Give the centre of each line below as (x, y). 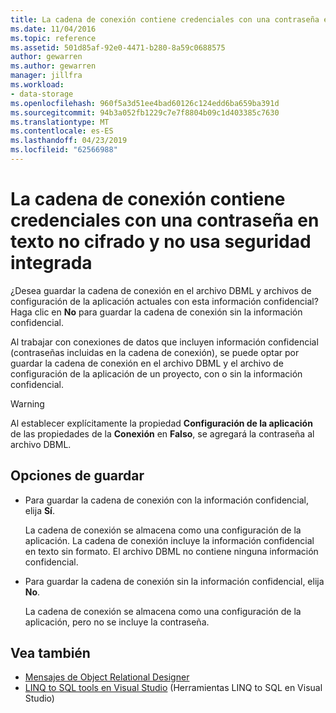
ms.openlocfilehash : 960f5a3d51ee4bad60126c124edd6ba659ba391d (145, 103)
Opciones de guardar (77, 476)
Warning (27, 403)
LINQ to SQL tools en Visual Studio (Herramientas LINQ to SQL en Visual (173, 688)
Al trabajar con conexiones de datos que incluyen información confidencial (164, 342)
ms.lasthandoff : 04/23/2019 (69, 141)
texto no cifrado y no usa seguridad (161, 242)
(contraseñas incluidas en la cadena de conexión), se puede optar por (155, 352)
